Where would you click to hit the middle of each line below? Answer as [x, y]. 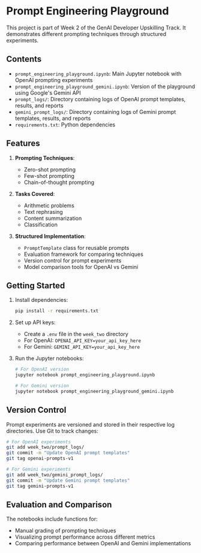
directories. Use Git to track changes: [52, 431]
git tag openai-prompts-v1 [40, 459]
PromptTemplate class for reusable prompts [76, 247]
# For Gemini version [42, 386]
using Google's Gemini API [48, 93]
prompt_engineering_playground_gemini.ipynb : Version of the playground [105, 86]
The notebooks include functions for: [52, 519]
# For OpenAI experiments [38, 442]
